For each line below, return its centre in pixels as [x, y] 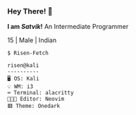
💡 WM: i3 [20, 87]
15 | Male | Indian [32, 40]
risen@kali [23, 66]
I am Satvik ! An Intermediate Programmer [68, 27]
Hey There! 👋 [30, 11]
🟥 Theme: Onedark [34, 106]
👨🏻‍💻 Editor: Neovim [36, 99]
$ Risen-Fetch [28, 53]
